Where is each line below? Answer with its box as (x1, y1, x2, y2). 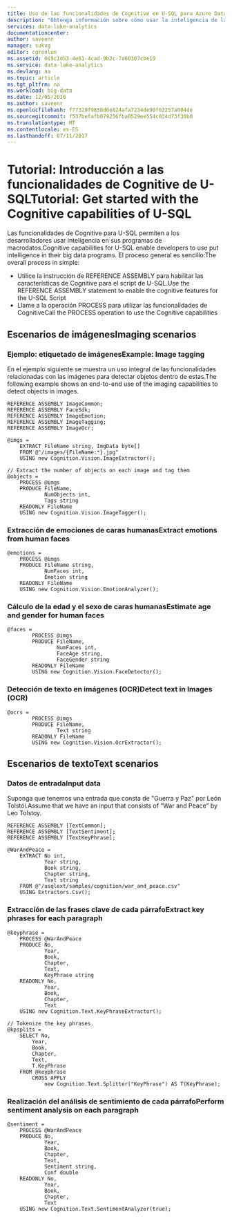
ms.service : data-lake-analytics (7, 62, 104, 68)
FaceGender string (56, 656, 110, 664)
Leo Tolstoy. (7, 809, 42, 817)
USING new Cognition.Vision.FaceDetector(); (32, 669, 162, 676)
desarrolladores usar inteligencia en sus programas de (7, 236, 162, 245)
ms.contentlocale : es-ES (7, 126, 79, 133)
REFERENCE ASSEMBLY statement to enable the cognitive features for (17, 286, 219, 295)
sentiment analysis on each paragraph (7, 1105, 139, 1115)
